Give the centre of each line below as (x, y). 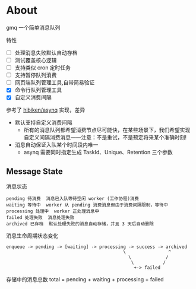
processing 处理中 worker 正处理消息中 (53, 211)
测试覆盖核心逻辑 (36, 60)
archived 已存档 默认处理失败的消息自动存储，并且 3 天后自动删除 (80, 224)
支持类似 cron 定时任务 (43, 68)
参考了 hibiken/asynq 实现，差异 (46, 110)
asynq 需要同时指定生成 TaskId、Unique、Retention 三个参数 (98, 153)
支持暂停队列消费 (36, 75)
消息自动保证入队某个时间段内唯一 (56, 145)
